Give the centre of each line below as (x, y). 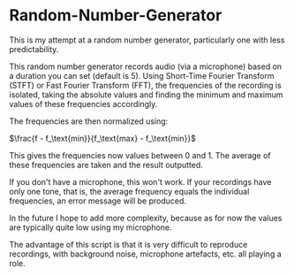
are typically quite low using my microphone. (90, 227)
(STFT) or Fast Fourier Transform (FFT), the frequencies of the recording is (146, 85)
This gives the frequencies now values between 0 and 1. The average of (140, 155)
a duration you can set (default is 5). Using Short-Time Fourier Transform (142, 75)
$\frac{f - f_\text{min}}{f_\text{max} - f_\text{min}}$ (102, 138)
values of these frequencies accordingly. (83, 103)
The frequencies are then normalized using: (89, 121)
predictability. (34, 49)
